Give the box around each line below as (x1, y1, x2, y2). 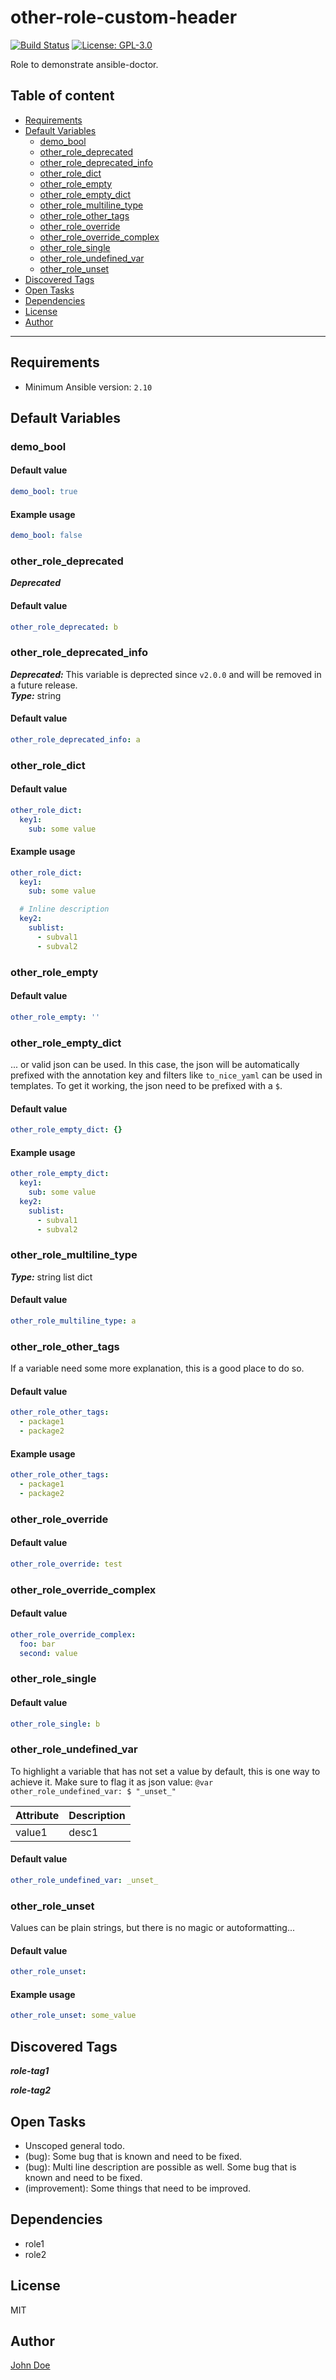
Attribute (15, 1808, 60, 1822)
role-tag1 (10, 2065, 50, 2077)
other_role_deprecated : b (10, 622, 118, 632)
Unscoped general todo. (24, 2139, 125, 2151)
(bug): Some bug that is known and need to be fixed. (24, 2150, 243, 2162)
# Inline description (19, 904, 110, 915)
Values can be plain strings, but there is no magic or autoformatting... (10, 1922, 296, 1934)
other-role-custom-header (10, 6, 238, 29)
